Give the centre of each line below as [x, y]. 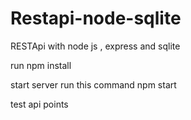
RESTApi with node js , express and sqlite [95, 46]
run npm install [41, 65]
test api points [39, 104]
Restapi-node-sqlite [96, 18]
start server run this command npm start [93, 84]
